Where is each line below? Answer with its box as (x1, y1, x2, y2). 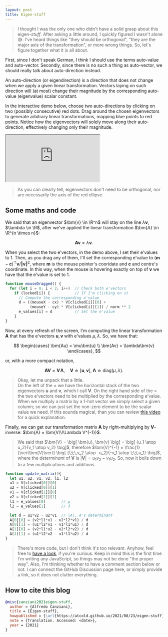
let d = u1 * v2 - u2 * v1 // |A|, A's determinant (9, 513, 113, 518)
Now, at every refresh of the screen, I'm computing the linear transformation (5, 328, 162, 334)
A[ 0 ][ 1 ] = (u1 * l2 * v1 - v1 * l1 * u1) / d (9, 522, 88, 527)
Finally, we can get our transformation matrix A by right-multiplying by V (5, 424, 154, 430)
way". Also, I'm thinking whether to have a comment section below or (17, 561, 160, 567)
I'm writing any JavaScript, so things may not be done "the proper (17, 555, 153, 561)
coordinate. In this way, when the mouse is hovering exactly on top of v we (5, 266, 159, 272)
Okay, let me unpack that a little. (17, 377, 84, 383)
